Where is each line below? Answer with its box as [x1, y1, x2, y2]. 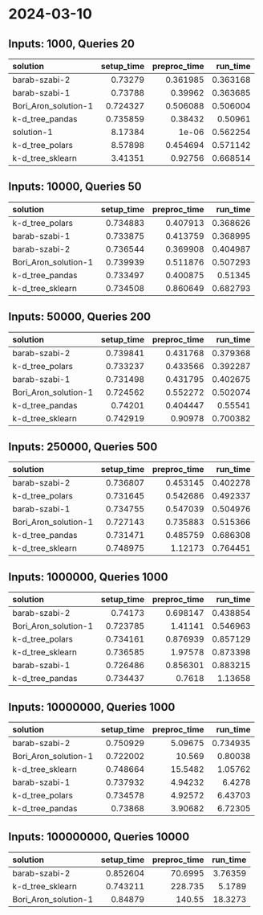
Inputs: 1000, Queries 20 [8, 37, 135, 51]
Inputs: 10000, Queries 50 [8, 180, 142, 194]
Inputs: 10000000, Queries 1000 [8, 700, 176, 714]
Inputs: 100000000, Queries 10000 [8, 830, 190, 844]
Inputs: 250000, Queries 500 [8, 440, 158, 454]
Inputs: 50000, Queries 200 [8, 310, 152, 324]
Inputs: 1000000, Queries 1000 [8, 570, 168, 584]
